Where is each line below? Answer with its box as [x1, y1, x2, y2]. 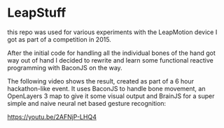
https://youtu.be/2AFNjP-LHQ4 [7, 113, 97, 121]
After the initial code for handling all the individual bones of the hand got [7, 49, 216, 57]
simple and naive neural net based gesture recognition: [7, 99, 167, 107]
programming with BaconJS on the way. [7, 63, 122, 72]
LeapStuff [7, 5, 66, 21]
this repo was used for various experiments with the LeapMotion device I [7, 28, 218, 36]
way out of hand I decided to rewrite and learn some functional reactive [7, 56, 213, 64]
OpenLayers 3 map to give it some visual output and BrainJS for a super [7, 92, 215, 100]
